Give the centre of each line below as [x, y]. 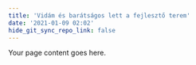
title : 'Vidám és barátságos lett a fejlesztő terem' [100, 15]
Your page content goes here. [57, 53]
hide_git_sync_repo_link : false [62, 30]
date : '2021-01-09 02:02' [51, 23]
